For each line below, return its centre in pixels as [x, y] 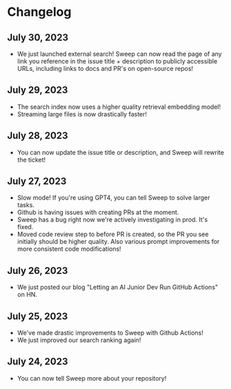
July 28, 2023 [38, 136]
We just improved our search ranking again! [79, 340]
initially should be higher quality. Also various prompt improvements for [118, 242]
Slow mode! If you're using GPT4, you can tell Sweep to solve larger [113, 198]
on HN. [27, 295]
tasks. [26, 205]
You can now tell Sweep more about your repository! [92, 378]
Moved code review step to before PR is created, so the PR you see [113, 234]
